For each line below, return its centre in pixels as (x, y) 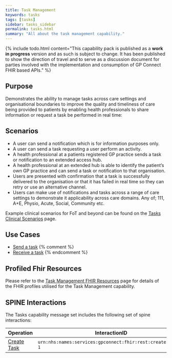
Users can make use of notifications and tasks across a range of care (86, 192)
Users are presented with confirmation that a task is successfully (81, 176)
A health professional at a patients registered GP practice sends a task (87, 154)
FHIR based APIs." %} (28, 70)
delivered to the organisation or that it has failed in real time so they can (88, 181)
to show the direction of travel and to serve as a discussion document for (82, 59)
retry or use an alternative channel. (50, 187)
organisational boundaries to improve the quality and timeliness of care (80, 104)
